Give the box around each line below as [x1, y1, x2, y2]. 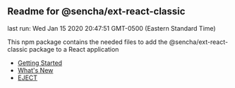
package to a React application [29, 45, 119, 53]
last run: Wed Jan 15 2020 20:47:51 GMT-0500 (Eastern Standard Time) [7, 24, 217, 32]
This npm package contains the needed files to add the [7, 38, 168, 46]
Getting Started [17, 59, 62, 67]
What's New [17, 66, 54, 74]
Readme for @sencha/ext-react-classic [7, 6, 186, 17]
